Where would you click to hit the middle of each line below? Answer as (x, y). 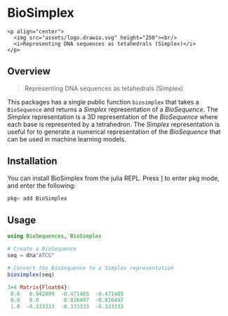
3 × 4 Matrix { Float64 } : (39, 287)
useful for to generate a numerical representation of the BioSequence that (114, 132)
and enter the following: (41, 185)
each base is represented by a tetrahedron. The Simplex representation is (113, 124)
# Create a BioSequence (42, 249)
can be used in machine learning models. (67, 139)
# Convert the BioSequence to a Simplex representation (90, 268)
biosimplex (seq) (31, 275)
